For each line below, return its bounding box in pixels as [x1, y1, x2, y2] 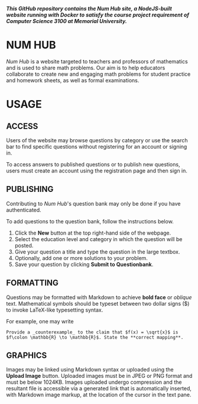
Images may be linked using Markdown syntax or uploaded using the [6, 366, 174, 373]
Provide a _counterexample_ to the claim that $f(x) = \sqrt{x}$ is [6, 329, 178, 335]
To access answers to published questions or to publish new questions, [6, 161, 180, 168]
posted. [14, 242, 34, 249]
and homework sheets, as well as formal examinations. [6, 76, 139, 84]
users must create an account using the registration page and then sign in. [6, 167, 188, 174]
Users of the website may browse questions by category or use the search [6, 136, 188, 144]
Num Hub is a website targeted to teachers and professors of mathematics [6, 57, 188, 65]
